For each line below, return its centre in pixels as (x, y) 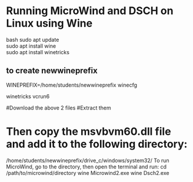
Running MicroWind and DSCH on (90, 11)
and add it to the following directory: (97, 144)
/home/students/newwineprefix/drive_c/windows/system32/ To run (88, 160)
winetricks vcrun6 (28, 96)
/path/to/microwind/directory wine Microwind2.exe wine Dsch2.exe (88, 173)
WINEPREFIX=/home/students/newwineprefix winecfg (71, 85)
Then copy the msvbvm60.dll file (89, 131)
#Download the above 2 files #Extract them (59, 108)
